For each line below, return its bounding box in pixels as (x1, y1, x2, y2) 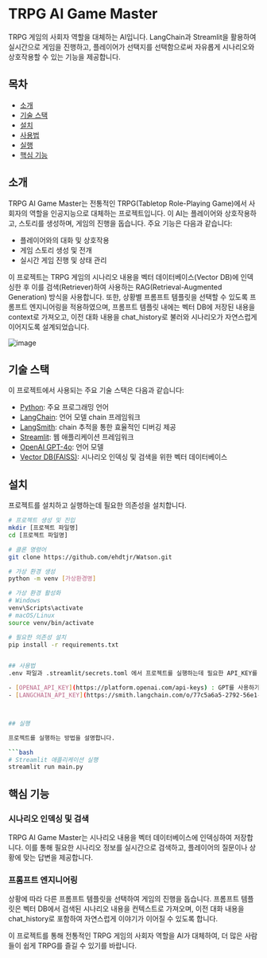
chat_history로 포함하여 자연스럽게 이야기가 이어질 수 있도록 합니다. (8, 914, 219, 924)
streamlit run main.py (8, 763, 83, 772)
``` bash (8, 748, 34, 756)
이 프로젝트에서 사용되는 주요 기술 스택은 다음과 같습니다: (8, 386, 184, 395)
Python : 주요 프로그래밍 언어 (19, 402, 110, 412)
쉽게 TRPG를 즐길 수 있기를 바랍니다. (22, 941, 137, 951)
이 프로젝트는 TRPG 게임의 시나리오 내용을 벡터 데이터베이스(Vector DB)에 (8, 272, 239, 281)
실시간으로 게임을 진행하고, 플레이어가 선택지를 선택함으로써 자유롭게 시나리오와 (8, 41, 255, 52)
